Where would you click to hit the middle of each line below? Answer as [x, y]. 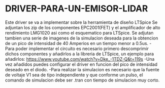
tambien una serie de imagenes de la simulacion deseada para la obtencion [82, 38]
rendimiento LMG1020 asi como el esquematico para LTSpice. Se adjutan [79, 33]
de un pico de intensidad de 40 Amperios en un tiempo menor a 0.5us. [77, 43]
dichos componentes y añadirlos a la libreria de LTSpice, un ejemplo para [80, 54]
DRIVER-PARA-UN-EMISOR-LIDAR [77, 9]
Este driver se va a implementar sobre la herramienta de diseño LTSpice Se [81, 22]
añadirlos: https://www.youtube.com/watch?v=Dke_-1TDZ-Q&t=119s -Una [80, 59]
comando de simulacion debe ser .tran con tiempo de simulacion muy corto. [82, 80]
